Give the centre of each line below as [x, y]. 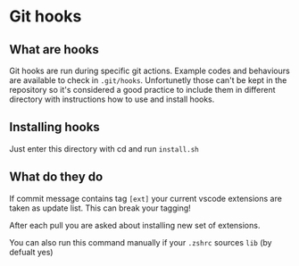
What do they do [56, 177]
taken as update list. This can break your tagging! [100, 208]
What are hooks [54, 50]
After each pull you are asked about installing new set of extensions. [135, 225]
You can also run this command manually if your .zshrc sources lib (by [141, 242]
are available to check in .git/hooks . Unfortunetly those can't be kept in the [148, 80]
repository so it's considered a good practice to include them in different [142, 90]
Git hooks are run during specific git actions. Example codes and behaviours [149, 71]
